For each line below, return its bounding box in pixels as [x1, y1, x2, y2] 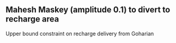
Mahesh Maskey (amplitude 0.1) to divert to [5, 5, 171, 15]
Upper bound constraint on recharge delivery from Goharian [5, 30, 154, 37]
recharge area [5, 14, 59, 24]
